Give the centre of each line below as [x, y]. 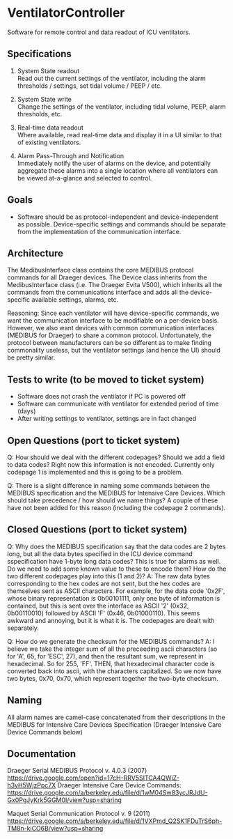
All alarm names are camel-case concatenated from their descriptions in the [116, 717]
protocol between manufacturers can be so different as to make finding [110, 343]
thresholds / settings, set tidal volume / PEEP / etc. [89, 86]
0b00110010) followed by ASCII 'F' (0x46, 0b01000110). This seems [104, 613]
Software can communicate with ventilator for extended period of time [118, 404]
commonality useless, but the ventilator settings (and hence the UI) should [114, 351]
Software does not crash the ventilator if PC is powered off [102, 397]
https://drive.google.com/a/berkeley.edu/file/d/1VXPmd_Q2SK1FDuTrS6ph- [115, 821]
